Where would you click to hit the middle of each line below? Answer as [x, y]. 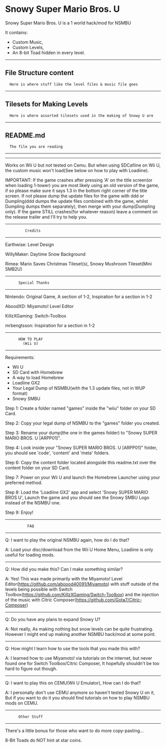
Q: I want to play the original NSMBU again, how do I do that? [67, 540]
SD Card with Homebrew [38, 373]
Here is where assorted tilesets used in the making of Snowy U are [82, 116]
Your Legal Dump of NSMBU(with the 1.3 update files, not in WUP [79, 388]
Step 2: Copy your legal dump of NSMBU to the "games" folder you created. [83, 423]
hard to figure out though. [31, 669]
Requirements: [20, 358]
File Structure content [40, 73]
